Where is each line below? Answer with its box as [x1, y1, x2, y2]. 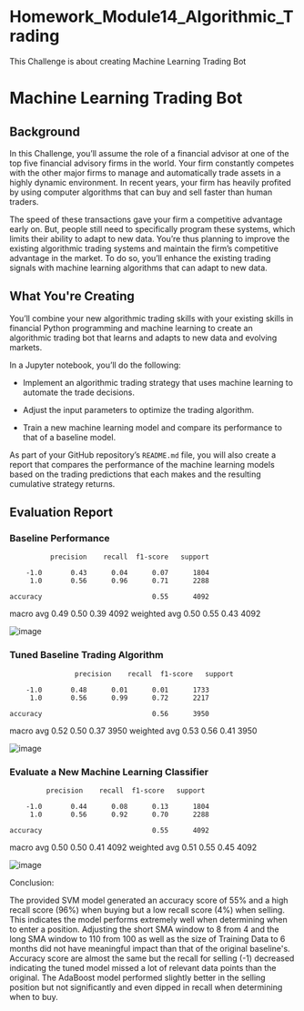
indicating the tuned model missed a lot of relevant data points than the [9, 963, 277, 974]
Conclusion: [9, 877, 55, 888]
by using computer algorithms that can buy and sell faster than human [9, 187, 273, 197]
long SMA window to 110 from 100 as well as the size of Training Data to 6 [9, 934, 286, 945]
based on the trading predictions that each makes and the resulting [9, 469, 261, 480]
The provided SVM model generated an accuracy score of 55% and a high [9, 895, 289, 906]
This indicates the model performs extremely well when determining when [9, 915, 289, 925]
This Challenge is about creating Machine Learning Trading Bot [9, 56, 247, 66]
